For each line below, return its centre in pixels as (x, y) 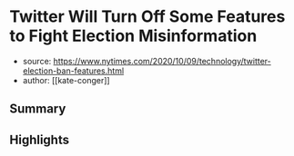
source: (37, 61)
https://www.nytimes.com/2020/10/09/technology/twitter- (162, 61)
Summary (38, 109)
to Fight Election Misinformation (133, 36)
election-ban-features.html (73, 71)
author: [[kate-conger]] (66, 80)
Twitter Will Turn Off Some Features (147, 17)
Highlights (40, 139)
